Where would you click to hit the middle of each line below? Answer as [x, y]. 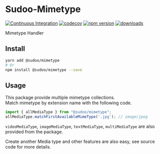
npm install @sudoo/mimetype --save [44, 70]
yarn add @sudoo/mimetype [32, 60]
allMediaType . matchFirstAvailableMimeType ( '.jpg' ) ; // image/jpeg [76, 117]
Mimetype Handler [24, 33]
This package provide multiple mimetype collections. [60, 98]
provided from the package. [34, 131]
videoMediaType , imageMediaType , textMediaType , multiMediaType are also [80, 126]
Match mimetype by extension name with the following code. [69, 103]
